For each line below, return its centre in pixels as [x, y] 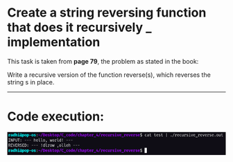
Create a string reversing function [107, 13]
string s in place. [31, 82]
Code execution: [56, 117]
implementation [54, 42]
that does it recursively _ [79, 27]
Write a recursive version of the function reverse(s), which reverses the [109, 75]
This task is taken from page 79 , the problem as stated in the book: [103, 61]
